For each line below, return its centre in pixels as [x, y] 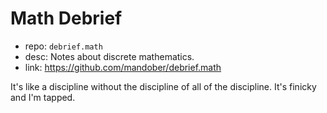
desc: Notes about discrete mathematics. [109, 56]
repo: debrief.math [63, 46]
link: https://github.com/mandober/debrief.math [123, 67]
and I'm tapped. [43, 97]
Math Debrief [66, 18]
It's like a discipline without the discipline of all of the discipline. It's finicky [163, 86]
